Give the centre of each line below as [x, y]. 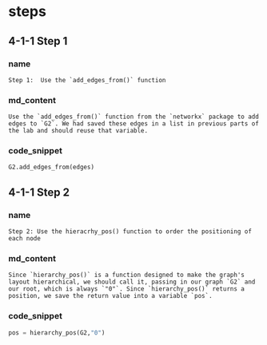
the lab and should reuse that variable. [78, 131]
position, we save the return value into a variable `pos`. [111, 296]
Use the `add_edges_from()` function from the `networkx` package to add [134, 117]
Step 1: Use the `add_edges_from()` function [87, 80]
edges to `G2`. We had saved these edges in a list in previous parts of [134, 124]
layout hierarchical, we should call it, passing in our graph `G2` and [132, 282]
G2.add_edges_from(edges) [51, 167]
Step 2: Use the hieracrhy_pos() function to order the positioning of [130, 232]
